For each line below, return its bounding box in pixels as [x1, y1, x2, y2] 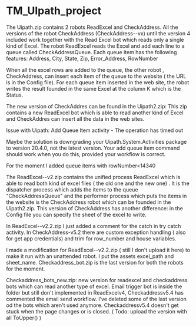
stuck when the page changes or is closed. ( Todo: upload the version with [6, 308, 187, 315]
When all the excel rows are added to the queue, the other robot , [6, 66, 164, 73]
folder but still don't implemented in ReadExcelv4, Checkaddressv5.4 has [6, 289, 184, 296]
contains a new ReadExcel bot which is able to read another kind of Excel [6, 109, 184, 116]
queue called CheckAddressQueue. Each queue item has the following [6, 48, 177, 55]
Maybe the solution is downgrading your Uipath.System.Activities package [6, 138, 187, 145]
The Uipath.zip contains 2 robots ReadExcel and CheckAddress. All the [6, 24, 178, 31]
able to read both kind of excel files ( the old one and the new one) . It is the [6, 180, 190, 187]
